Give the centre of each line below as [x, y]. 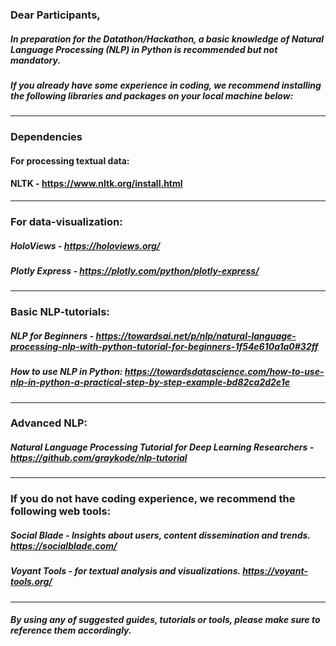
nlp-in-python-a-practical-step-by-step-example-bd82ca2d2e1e [150, 382]
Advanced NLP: [49, 423]
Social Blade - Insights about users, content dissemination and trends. [160, 535]
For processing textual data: [70, 160]
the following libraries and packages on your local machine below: [152, 95]
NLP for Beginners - [52, 335]
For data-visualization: [66, 221]
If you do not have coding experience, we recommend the [153, 499]
